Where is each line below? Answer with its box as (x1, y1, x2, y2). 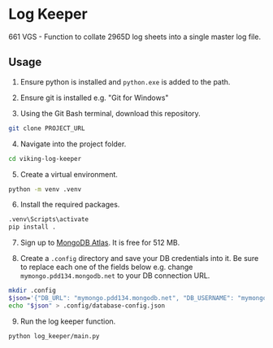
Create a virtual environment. (19, 169, 118, 179)
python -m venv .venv (8, 185, 82, 194)
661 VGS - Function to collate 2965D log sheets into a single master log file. (8, 32, 262, 41)
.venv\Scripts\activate (8, 215, 89, 224)
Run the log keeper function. (19, 316, 116, 326)
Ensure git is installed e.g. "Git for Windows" (19, 93, 169, 102)
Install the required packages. (19, 200, 120, 210)
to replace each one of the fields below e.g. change (19, 262, 193, 272)
